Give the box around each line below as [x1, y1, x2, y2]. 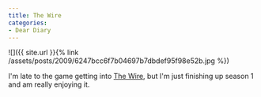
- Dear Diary [8, 26, 51, 34]
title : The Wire [8, 11, 62, 20]
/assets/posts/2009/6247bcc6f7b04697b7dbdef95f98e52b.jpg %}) [8, 56, 229, 65]
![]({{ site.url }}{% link [8, 48, 79, 58]
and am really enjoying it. [8, 80, 90, 89]
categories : [8, 19, 47, 27]
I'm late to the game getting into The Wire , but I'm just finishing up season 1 [8, 72, 255, 81]
